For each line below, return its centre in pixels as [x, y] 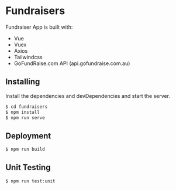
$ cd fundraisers [27, 107]
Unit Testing [28, 167]
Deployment [28, 136]
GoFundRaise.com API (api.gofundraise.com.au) [72, 63]
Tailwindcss [28, 57]
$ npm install [23, 112]
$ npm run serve [25, 118]
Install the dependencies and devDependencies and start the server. [88, 96]
